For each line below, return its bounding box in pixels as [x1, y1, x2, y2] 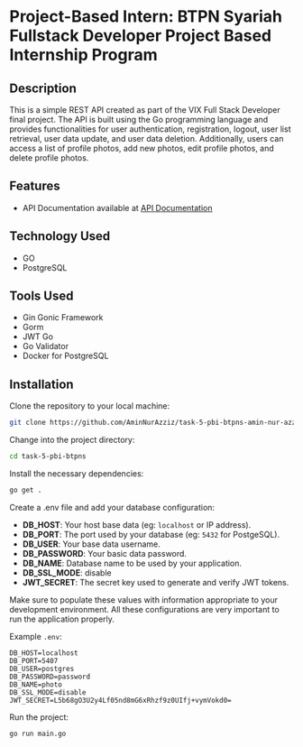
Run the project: [9, 711, 69, 723]
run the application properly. [9, 613, 115, 624]
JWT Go [22, 331, 54, 342]
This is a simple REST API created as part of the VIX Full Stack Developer [9, 105, 281, 115]
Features [9, 179, 60, 194]
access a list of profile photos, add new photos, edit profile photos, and [9, 143, 275, 153]
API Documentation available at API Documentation [22, 202, 213, 213]
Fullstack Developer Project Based [9, 25, 272, 46]
